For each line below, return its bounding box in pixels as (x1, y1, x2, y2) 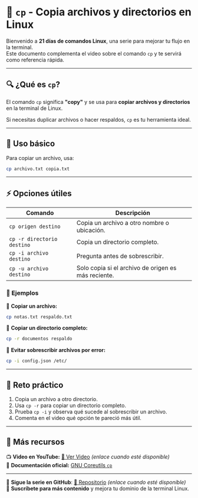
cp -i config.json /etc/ (6, 358, 67, 364)
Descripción (115, 209, 150, 217)
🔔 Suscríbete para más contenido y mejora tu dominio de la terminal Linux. (6, 484, 190, 492)
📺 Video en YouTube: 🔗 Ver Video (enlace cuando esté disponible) (6, 453, 170, 460)
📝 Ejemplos (6, 289, 39, 297)
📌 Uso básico (6, 139, 55, 149)
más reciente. (76, 271, 114, 279)
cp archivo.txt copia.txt (6, 165, 70, 172)
